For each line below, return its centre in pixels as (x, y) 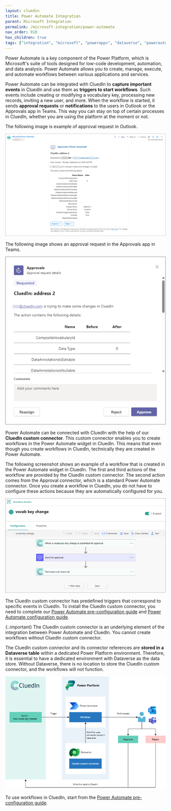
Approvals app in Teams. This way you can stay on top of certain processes (85, 111)
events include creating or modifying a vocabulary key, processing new (80, 95)
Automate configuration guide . (37, 617)
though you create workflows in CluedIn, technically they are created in (80, 449)
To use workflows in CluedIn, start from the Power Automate (69, 797)
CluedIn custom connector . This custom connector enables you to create (83, 438)
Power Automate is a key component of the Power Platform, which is (77, 58)
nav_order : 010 (21, 32)
